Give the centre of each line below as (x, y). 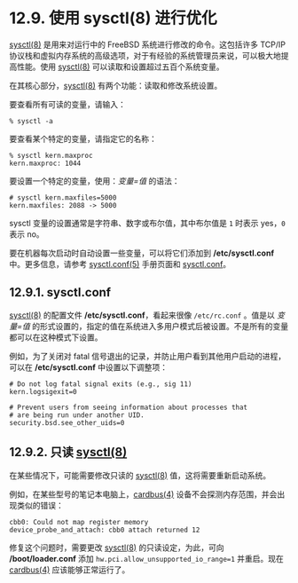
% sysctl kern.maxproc (51, 155)
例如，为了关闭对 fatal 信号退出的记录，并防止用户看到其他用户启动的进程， (148, 356)
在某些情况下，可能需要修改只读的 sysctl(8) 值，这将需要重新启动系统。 (140, 475)
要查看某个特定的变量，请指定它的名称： (83, 138)
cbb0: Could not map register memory (79, 522)
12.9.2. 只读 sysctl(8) (68, 452)
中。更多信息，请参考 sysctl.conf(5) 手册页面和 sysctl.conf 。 (120, 264)
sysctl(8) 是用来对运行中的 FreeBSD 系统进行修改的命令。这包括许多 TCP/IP (148, 44)
